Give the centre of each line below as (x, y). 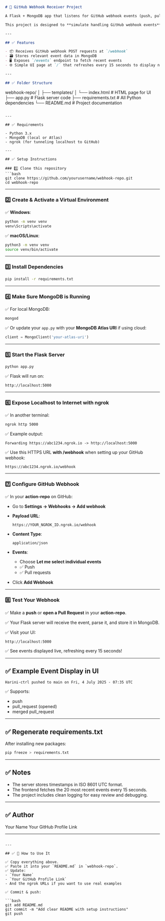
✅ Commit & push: (23, 892)
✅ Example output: (24, 434)
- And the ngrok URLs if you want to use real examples (63, 883)
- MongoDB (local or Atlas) (34, 138)
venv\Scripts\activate (28, 226)
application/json (30, 543)
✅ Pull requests (35, 572)
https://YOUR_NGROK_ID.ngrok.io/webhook (54, 525)
